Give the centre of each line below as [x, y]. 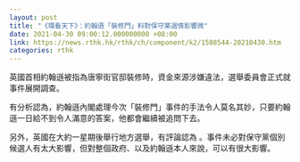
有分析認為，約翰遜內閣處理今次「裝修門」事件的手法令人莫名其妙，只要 [142, 107]
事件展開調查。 [37, 88]
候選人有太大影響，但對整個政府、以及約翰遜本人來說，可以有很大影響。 [142, 149]
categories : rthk [42, 51]
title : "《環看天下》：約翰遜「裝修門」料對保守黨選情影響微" [108, 26]
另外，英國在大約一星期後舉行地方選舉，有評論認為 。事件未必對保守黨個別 [147, 137]
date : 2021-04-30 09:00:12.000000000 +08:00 [93, 34]
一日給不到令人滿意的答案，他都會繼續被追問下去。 [111, 118]
